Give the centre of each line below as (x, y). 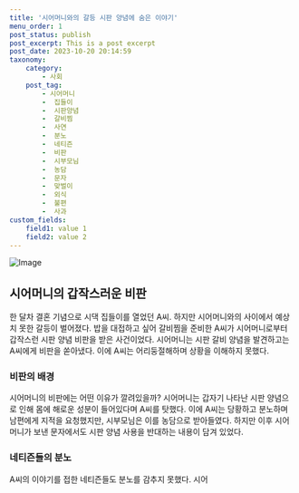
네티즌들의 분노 (41, 458)
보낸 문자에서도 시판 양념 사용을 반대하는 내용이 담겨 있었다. (138, 432)
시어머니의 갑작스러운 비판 (78, 293)
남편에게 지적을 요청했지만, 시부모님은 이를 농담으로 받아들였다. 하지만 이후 (141, 420)
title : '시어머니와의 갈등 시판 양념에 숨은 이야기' (94, 18)
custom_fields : (38, 220)
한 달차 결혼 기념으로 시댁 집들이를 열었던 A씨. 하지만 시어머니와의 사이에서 (141, 317)
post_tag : (44, 85)
